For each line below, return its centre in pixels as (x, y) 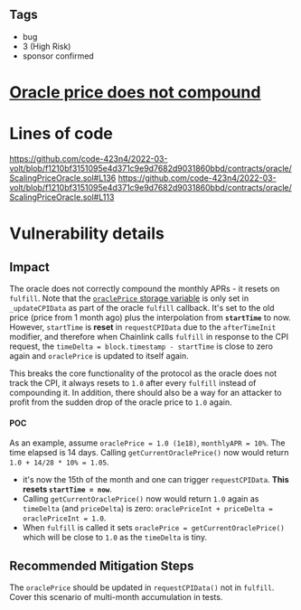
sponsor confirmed (58, 56)
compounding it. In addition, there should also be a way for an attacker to (146, 392)
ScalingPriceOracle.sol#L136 (63, 178)
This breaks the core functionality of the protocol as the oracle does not (143, 373)
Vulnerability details (87, 234)
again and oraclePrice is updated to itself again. (99, 355)
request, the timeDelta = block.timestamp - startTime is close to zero (141, 346)
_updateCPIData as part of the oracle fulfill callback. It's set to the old (142, 307)
